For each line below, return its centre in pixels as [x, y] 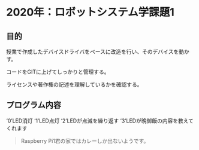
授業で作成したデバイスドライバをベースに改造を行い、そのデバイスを [93, 52]
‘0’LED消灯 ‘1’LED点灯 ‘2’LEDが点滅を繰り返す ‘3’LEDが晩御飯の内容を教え [97, 121]
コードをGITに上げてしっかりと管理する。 [58, 72]
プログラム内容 [34, 105]
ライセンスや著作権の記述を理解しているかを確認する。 [74, 85]
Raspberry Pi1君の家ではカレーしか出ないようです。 [85, 140]
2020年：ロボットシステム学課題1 [91, 12]
